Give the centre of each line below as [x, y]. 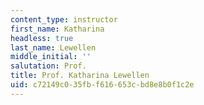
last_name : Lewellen [53, 47]
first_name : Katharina [57, 29]
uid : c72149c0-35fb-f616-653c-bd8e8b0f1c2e [102, 85]
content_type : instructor [64, 19]
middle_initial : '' [51, 57]
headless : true [42, 38]
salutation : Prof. [48, 66]
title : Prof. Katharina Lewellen [80, 76]
